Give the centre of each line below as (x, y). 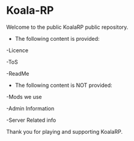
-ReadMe (18, 73)
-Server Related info (31, 120)
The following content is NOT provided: (63, 85)
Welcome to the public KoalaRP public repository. (67, 27)
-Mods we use (24, 97)
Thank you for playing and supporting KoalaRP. (65, 131)
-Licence (17, 50)
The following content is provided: (57, 38)
